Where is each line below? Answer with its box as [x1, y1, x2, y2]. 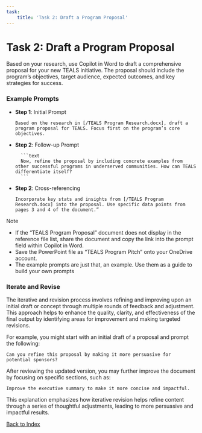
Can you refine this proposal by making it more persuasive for [6, 352, 171, 358]
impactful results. [6, 409, 49, 416]
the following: [6, 340, 40, 347]
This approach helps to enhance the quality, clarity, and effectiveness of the [6, 309, 195, 317]
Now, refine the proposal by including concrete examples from [21, 158, 183, 164]
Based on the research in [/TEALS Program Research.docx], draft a [14, 120, 188, 126]
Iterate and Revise [6, 282, 60, 291]
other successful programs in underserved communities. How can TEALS [14, 163, 197, 169]
